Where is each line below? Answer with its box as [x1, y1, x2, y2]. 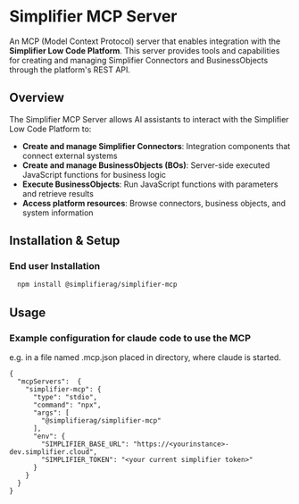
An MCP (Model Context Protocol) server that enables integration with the [9, 36, 281, 46]
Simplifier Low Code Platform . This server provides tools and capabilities [9, 45, 280, 55]
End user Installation [9, 260, 101, 273]
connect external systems [21, 150, 118, 161]
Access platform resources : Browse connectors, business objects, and [21, 197, 287, 208]
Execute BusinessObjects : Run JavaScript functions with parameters [21, 179, 278, 189]
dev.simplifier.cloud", [9, 448, 98, 457]
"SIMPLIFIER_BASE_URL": [41, 440, 129, 449]
